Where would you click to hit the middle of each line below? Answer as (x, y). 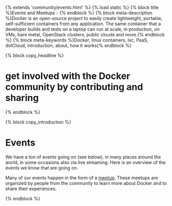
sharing (22, 98)
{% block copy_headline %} (35, 55)
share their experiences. (31, 189)
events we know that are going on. (42, 168)
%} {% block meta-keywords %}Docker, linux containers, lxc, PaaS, (77, 40)
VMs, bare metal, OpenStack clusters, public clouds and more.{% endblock (85, 35)
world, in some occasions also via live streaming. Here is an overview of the (85, 162)
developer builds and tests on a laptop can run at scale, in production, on (83, 29)
